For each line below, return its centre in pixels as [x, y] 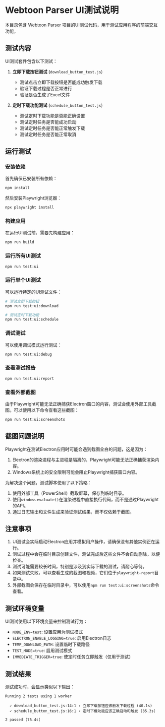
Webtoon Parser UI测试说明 [62, 10]
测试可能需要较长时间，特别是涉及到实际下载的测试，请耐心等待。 [80, 567]
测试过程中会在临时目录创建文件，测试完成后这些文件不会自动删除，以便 [86, 554]
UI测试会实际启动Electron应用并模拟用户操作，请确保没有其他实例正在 [84, 542]
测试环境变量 [25, 608]
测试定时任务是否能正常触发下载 [52, 128]
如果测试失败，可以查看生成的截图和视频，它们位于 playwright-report [83, 573]
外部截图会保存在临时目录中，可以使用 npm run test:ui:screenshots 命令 [86, 585]
